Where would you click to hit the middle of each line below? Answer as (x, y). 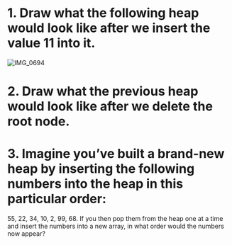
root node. (39, 121)
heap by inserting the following (101, 169)
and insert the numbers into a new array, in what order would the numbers (116, 226)
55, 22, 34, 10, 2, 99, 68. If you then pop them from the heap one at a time (115, 219)
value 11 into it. (51, 43)
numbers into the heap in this (95, 184)
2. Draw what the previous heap (103, 92)
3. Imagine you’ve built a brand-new (116, 154)
